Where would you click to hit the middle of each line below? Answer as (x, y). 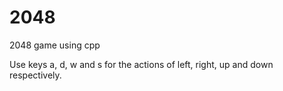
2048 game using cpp (55, 45)
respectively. (35, 75)
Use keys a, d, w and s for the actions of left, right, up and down (141, 64)
